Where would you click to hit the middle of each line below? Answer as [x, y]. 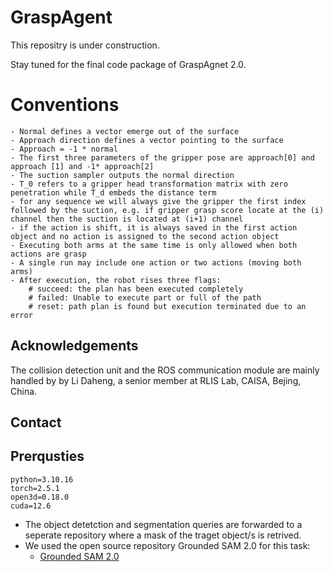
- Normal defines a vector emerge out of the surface [125, 131]
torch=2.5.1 [35, 488]
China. [24, 391]
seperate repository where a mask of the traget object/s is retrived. [163, 535]
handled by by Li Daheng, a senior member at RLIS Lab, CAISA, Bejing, [156, 380]
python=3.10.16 [42, 479]
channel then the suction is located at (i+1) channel [127, 219]
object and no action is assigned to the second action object [145, 236]
